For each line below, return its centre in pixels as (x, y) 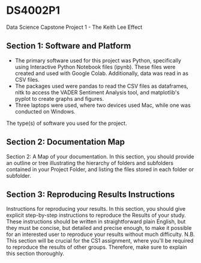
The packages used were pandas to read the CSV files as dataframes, (101, 86)
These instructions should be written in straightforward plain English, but (96, 222)
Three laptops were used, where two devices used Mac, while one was (103, 105)
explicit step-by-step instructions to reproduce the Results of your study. (96, 215)
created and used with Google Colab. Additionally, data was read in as (102, 73)
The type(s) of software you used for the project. (67, 123)
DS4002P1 (33, 11)
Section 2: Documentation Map (65, 142)
